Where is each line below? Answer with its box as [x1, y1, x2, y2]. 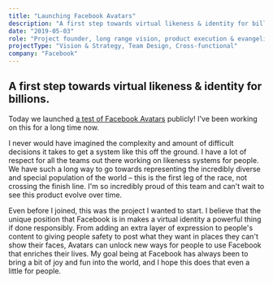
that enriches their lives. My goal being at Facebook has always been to [8, 248, 249, 258]
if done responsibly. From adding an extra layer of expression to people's [8, 222, 253, 232]
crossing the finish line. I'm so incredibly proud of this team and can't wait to [8, 181, 265, 191]
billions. [8, 93, 50, 106]
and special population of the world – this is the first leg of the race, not [8, 172, 248, 183]
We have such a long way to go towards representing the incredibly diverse [8, 164, 262, 174]
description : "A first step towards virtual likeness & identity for [8, 19, 249, 28]
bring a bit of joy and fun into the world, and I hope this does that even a [8, 257, 250, 267]
